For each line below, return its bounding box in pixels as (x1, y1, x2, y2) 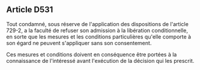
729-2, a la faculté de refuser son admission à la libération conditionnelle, (6, 27, 188, 34)
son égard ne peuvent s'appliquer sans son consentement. (6, 39, 152, 46)
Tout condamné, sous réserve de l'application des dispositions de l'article (6, 20, 189, 27)
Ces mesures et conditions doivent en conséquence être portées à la (6, 50, 177, 58)
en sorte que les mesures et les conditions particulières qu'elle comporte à (6, 33, 191, 40)
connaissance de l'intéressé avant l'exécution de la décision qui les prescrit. (6, 57, 195, 64)
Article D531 (6, 5, 53, 15)
